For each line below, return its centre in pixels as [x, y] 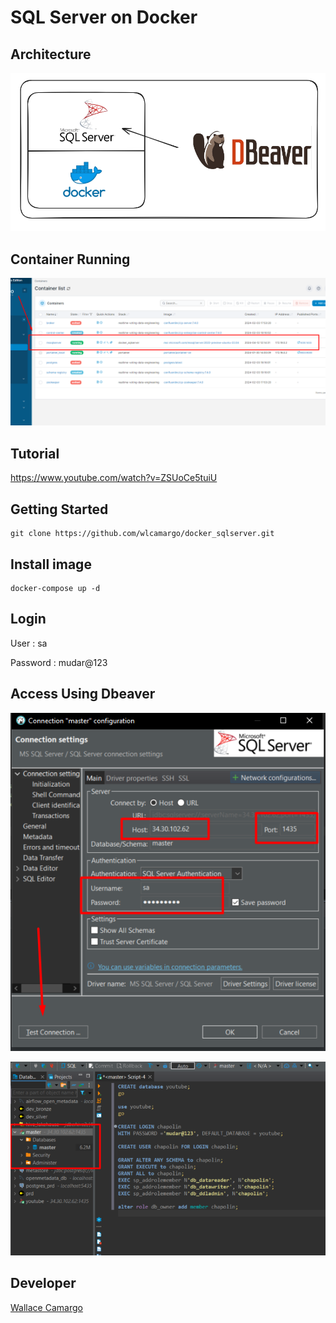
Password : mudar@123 [59, 662]
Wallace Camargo [46, 1307]
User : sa [29, 643]
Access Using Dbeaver [83, 694]
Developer [43, 1283]
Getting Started [59, 509]
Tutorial [35, 453]
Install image [51, 564]
